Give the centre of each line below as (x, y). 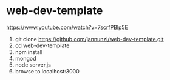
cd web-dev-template (42, 45)
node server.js (33, 65)
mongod (25, 58)
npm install (29, 52)
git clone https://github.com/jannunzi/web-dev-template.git (89, 39)
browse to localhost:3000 (47, 71)
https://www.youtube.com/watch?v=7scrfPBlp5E (67, 27)
